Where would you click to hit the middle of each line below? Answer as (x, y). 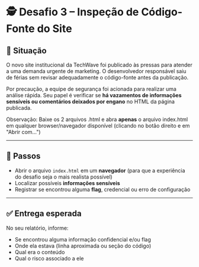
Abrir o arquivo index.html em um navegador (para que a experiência (100, 170)
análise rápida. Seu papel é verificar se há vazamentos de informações (94, 95)
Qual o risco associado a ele (49, 258)
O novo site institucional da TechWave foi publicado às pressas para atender (99, 65)
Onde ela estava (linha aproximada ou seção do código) (83, 246)
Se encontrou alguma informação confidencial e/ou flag (83, 239)
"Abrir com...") (23, 132)
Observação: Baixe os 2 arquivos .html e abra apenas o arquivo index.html (97, 119)
